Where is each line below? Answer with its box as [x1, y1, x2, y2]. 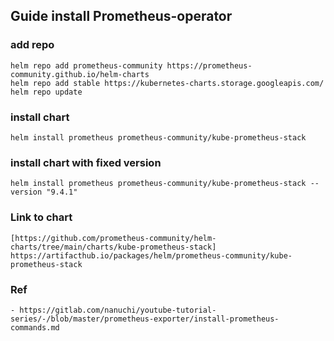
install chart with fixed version [10, 155, 162, 169]
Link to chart [10, 210, 73, 224]
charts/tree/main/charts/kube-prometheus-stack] [10, 242, 217, 252]
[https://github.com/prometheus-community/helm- [10, 233, 217, 243]
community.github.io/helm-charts [10, 69, 150, 79]
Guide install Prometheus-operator [10, 8, 233, 25]
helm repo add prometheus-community [10, 60, 163, 71]
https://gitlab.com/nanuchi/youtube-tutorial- [19, 305, 217, 315]
